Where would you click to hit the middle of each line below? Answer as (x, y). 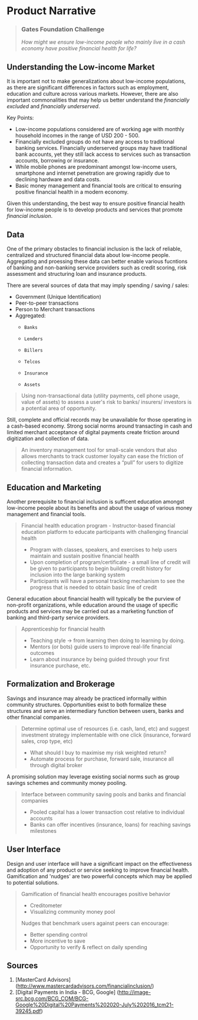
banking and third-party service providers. (58, 617)
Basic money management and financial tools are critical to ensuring (98, 186)
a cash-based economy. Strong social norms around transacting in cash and (100, 426)
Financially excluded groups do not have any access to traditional (95, 142)
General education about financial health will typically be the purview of (94, 598)
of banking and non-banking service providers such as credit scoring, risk (97, 268)
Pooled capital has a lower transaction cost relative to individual (107, 812)
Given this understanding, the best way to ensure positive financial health (96, 203)
